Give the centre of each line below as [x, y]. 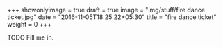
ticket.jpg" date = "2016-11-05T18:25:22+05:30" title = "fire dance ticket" [112, 17]
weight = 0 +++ [30, 24]
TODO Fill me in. [31, 37]
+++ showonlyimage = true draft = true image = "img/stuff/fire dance [106, 10]
